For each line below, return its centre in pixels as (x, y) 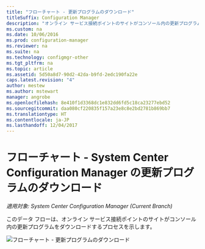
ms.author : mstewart (33, 92)
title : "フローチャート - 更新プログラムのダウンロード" (70, 12)
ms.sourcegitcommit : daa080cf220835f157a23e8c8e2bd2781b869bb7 (88, 108)
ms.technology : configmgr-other (47, 57)
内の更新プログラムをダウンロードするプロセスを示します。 (81, 227)
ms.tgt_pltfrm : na (30, 63)
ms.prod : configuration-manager (47, 40)
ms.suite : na (23, 52)
